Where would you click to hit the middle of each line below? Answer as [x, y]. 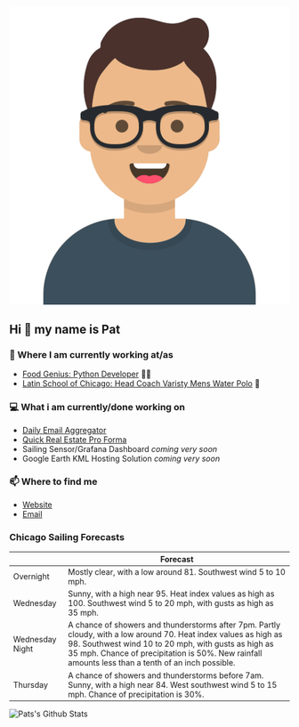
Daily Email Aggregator [64, 430]
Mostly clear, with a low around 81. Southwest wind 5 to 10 [177, 571]
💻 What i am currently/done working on [97, 408]
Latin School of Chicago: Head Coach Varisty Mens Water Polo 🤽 [141, 384]
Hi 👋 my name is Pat [65, 329]
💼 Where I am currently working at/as [91, 354]
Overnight [32, 577]
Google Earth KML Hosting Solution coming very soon [121, 458]
